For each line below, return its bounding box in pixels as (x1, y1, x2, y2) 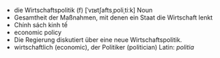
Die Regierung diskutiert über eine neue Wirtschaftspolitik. (13, 36, 182, 44)
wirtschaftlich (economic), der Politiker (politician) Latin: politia (13, 43, 194, 51)
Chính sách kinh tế (13, 21, 68, 29)
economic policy (13, 28, 61, 36)
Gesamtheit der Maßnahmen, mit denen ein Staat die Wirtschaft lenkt (13, 13, 213, 22)
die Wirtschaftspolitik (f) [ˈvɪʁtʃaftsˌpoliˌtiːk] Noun (13, 6, 153, 14)
